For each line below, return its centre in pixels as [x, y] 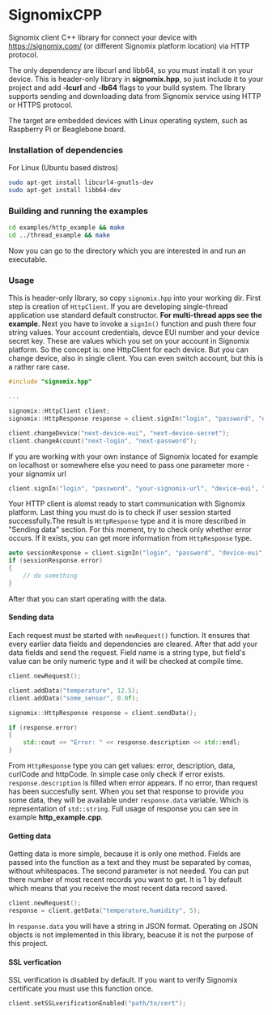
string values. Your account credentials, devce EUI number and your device [134, 332]
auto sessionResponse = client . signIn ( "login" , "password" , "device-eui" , [137, 553]
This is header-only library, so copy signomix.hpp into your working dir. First [135, 298]
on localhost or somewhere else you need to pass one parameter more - [129, 465]
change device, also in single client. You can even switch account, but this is [136, 358]
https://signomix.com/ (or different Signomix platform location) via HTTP [129, 45]
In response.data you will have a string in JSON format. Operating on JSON [134, 926]
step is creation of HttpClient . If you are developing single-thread [118, 306]
